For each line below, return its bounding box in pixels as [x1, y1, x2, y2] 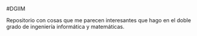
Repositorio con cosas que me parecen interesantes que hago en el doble [6, 17, 192, 23]
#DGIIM [6, 5, 26, 12]
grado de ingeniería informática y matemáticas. [6, 23, 125, 30]
